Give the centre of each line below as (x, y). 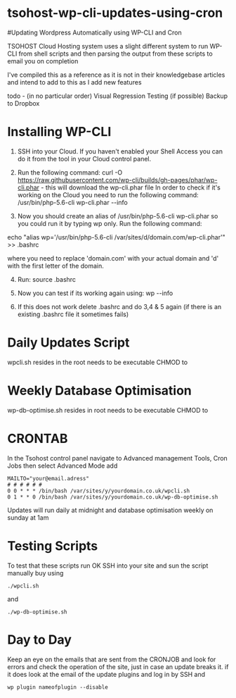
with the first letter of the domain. (55, 266)
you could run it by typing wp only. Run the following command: (110, 223)
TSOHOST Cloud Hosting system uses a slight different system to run (108, 46)
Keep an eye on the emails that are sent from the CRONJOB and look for (112, 659)
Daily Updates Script (68, 343)
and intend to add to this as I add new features (74, 82)
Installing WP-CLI (59, 132)
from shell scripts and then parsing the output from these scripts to (116, 54)
